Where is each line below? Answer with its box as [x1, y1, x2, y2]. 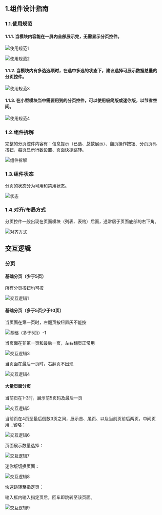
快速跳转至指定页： [5, 484, 44, 490]
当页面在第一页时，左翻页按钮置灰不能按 [5, 319, 86, 325]
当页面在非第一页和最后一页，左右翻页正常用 [5, 340, 95, 346]
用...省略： [5, 421, 26, 428]
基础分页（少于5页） [5, 273, 46, 279]
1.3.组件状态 [5, 171, 34, 178]
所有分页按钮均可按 [5, 285, 44, 291]
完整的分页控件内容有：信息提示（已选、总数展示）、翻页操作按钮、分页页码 [5, 141, 157, 147]
